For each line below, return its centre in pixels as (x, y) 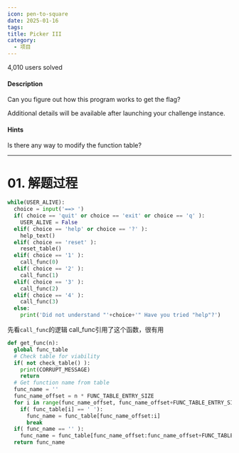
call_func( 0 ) (39, 262)
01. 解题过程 (43, 183)
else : (22, 308)
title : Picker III (34, 34)
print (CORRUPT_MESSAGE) (55, 370)
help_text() (38, 236)
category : (22, 41)
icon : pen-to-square (38, 14)
